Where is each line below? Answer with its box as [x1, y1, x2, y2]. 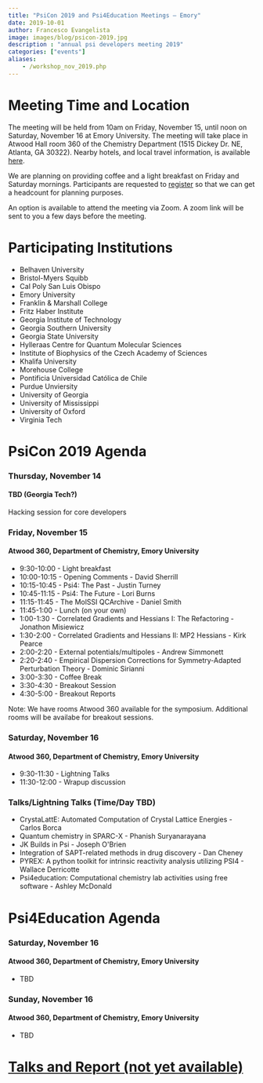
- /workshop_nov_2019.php [22, 63, 107, 71]
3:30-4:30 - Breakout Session [19, 681, 117, 690]
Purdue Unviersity [19, 382, 78, 391]
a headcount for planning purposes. [8, 188, 124, 197]
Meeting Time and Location [8, 96, 190, 114]
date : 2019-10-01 [8, 19, 65, 27]
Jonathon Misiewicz [19, 622, 85, 632]
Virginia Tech [19, 415, 63, 424]
